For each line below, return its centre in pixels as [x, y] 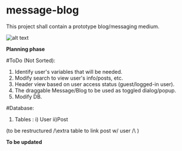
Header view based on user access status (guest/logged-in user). [95, 84]
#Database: [20, 108]
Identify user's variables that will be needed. [68, 71]
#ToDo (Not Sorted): [31, 60]
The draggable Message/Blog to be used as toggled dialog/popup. [95, 90]
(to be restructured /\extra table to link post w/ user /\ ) [73, 131]
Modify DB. [28, 97]
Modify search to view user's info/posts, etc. [69, 78]
